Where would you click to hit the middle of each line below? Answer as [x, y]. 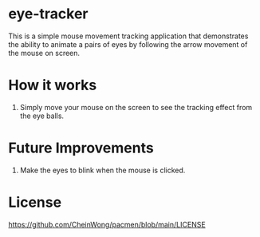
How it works [53, 85]
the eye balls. [42, 116]
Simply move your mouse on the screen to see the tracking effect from [136, 107]
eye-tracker [49, 14]
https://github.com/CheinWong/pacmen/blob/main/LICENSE [107, 224]
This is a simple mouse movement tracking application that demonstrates [128, 36]
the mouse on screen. [44, 53]
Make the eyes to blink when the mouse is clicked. [102, 170]
